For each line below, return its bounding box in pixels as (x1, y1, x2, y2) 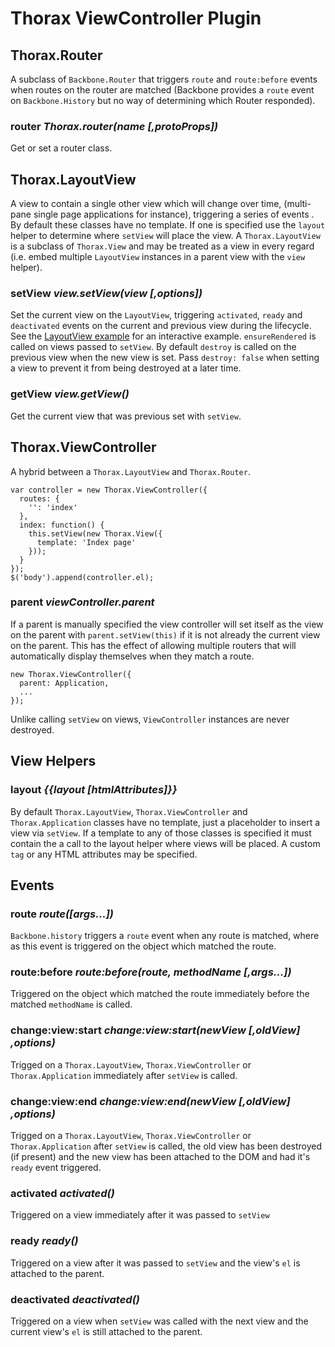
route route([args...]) (10, 907, 114, 921)
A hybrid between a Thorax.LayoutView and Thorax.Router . (10, 465, 251, 477)
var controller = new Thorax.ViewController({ (10, 485, 208, 495)
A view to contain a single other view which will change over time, (10, 198, 282, 210)
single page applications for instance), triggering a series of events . (33, 208, 315, 221)
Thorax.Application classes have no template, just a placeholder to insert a (10, 816, 321, 828)
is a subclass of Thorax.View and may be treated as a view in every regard (10, 240, 315, 252)
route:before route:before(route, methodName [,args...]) (10, 965, 292, 979)
